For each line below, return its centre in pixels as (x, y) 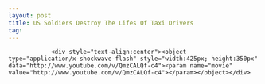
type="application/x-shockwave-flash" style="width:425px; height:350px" (133, 59)
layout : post (30, 15)
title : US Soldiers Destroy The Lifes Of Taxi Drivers (101, 23)
